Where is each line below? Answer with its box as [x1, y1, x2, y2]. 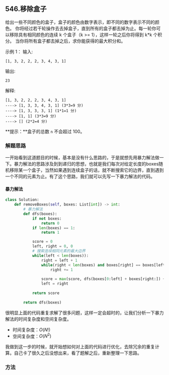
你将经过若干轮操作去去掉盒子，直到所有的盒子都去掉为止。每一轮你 [15, 25, 156, 31]
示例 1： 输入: [5, 48, 33, 54]
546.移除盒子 [5, 5, 47, 14]
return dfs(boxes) [23, 300, 62, 305]
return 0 [41, 221, 59, 226]
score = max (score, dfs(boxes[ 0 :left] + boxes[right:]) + [41, 276, 165, 282]
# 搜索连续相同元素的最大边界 [32, 248, 86, 254]
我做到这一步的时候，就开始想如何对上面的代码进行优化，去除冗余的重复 [5, 344, 155, 350]
